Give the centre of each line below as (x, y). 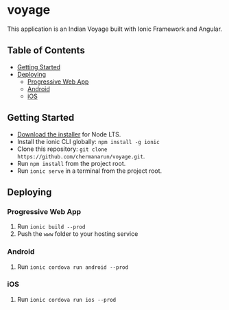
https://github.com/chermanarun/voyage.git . (81, 156)
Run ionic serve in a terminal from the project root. (89, 171)
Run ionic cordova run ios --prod (67, 299)
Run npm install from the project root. (71, 163)
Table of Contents (46, 50)
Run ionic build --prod (51, 227)
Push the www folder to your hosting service (77, 234)
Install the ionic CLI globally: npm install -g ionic (88, 141)
